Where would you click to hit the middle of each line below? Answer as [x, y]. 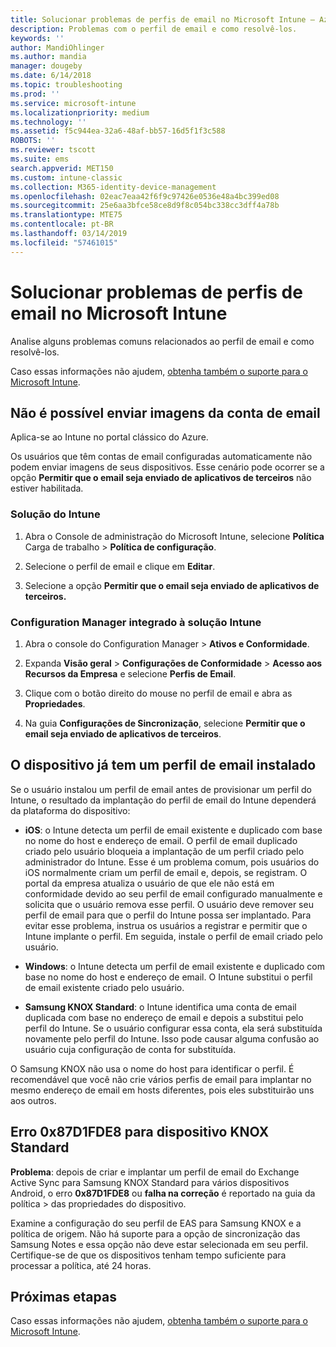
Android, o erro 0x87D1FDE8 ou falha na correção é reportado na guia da [163, 1193]
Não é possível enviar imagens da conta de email [165, 412]
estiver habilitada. [47, 488]
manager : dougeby [46, 66]
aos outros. [33, 1100]
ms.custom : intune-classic [66, 177]
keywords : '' [37, 38]
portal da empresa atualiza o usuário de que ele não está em [149, 883]
